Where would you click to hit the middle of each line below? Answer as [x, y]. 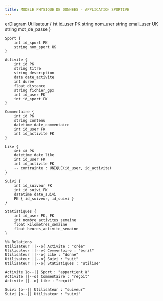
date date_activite [34, 77]
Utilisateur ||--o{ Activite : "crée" [45, 246]
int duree [24, 81]
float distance [30, 86]
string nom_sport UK [35, 47]
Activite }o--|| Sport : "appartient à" [48, 272]
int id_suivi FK [31, 190]
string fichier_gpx [34, 90]
